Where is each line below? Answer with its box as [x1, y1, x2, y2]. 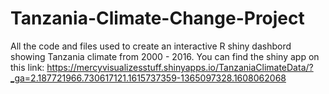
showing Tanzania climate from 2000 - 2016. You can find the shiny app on [10, 50, 320, 62]
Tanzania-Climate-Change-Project [10, 7, 305, 30]
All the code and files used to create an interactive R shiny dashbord [10, 40, 292, 52]
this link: [10, 61, 45, 73]
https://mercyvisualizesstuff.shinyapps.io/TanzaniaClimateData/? [46, 61, 314, 73]
